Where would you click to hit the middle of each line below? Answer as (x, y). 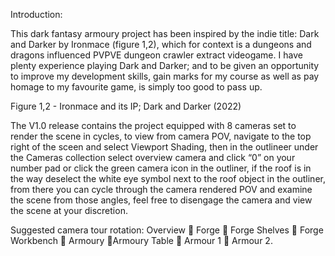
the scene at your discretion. (69, 210)
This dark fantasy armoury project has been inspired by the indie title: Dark (165, 33)
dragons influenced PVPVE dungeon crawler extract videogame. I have (156, 55)
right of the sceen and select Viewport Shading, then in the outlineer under (164, 147)
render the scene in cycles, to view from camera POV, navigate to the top (161, 136)
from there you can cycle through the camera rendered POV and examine (161, 189)
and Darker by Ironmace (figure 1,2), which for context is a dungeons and (161, 44)
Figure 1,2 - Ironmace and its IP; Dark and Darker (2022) (126, 106)
